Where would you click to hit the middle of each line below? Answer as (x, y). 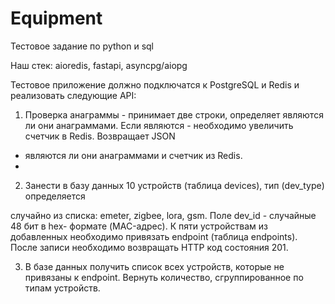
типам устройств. (62, 288)
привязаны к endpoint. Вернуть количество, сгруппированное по (164, 277)
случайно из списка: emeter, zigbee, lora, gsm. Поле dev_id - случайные (163, 215)
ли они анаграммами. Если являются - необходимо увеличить (159, 125)
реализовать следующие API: (73, 95)
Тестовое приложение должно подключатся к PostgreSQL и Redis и (155, 84)
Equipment (56, 18)
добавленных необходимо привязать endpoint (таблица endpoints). (154, 236)
